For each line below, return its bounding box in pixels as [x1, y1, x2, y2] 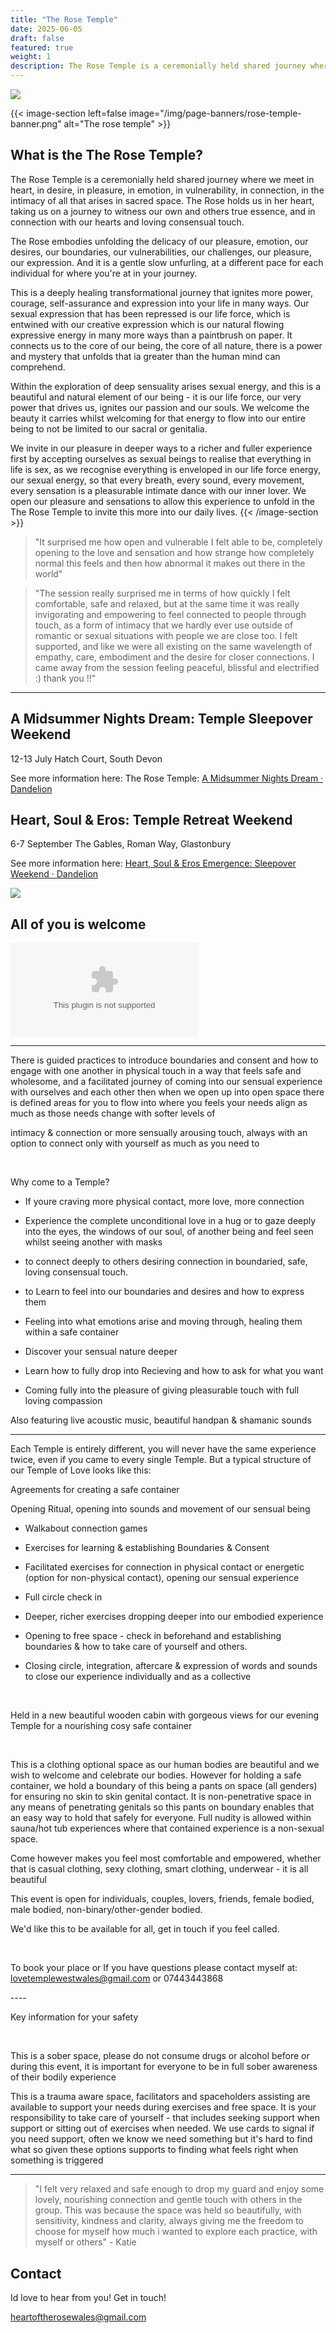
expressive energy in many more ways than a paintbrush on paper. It [10, 329, 293, 341]
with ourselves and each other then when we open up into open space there [10, 1086, 325, 1098]
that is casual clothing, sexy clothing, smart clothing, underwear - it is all [10, 1863, 309, 1875]
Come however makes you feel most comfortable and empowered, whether [10, 1852, 322, 1865]
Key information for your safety [10, 2011, 139, 2023]
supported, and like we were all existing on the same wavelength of [34, 640, 313, 652]
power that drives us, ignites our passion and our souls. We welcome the [10, 401, 310, 413]
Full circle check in [24, 1591, 103, 1603]
